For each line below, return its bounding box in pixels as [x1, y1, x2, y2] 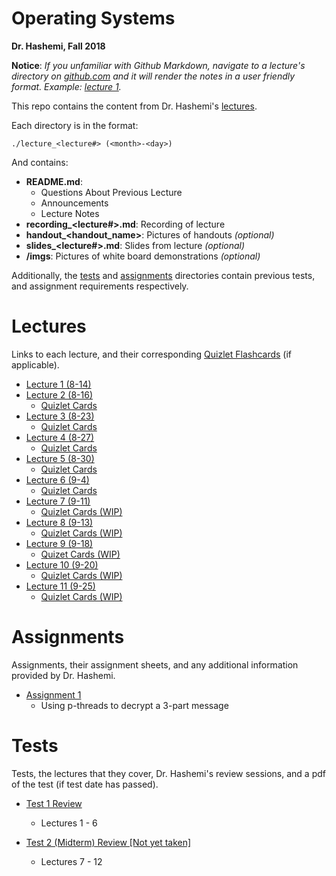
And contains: [11, 156, 69, 168]
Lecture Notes [40, 207, 100, 219]
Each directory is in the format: [11, 119, 139, 131]
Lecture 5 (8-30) [25, 452, 95, 464]
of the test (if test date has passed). [11, 778, 159, 790]
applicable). [11, 358, 60, 371]
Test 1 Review [25, 797, 83, 809]
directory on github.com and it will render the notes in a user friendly [11, 70, 296, 82]
